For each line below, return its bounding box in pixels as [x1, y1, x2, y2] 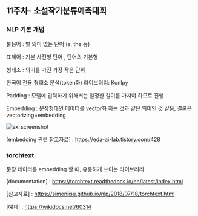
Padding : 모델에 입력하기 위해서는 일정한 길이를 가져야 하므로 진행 [6, 91, 164, 99]
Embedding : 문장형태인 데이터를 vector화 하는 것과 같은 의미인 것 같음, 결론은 [6, 105, 193, 112]
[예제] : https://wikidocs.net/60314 [6, 203, 92, 210]
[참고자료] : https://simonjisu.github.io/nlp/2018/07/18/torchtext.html [6, 190, 175, 197]
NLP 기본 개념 [6, 25, 45, 34]
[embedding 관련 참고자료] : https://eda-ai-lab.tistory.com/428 [6, 136, 160, 143]
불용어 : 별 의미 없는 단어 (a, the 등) [6, 40, 90, 47]
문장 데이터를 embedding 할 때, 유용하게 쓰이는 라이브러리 [6, 165, 144, 172]
